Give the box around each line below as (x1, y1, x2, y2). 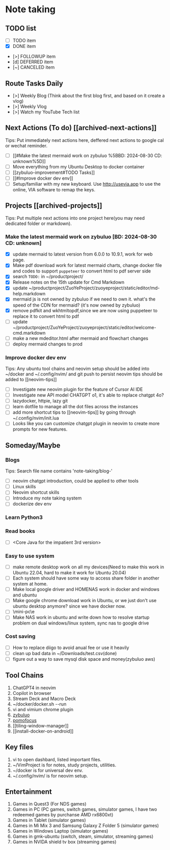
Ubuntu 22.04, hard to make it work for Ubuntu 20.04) (12, 570, 126, 576)
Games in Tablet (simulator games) (12, 817, 87, 823)
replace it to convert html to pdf (12, 313, 79, 319)
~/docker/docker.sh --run (12, 701, 67, 707)
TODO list (5, 24, 37, 33)
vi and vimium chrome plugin (12, 706, 74, 712)
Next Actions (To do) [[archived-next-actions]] (5, 123, 157, 132)
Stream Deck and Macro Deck (12, 695, 76, 702)
